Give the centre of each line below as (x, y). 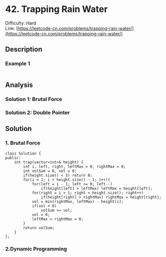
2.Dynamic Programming (36, 249)
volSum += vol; (56, 210)
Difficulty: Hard (21, 23)
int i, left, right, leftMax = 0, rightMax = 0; (75, 166)
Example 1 (18, 63)
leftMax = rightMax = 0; (58, 219)
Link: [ (12, 28)
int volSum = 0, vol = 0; (50, 171)
